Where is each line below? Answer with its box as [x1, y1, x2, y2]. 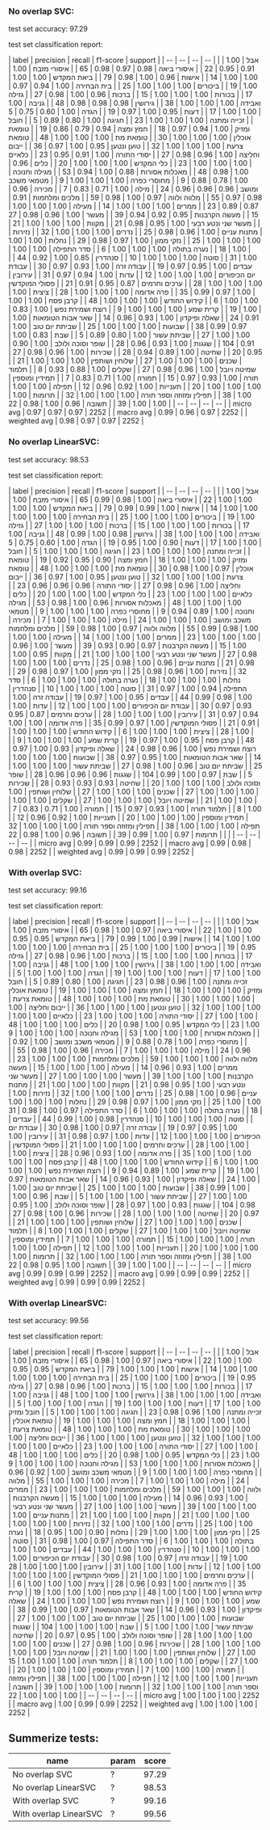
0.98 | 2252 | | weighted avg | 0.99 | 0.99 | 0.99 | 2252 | [8, 846, 194, 856]
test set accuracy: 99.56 [8, 1316, 89, 1326]
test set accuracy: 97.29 [8, 24, 89, 34]
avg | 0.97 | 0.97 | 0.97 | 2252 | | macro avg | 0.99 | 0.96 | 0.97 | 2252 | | [8, 407, 248, 417]
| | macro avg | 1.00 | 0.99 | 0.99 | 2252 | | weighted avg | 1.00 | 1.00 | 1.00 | [8, 1699, 258, 1709]
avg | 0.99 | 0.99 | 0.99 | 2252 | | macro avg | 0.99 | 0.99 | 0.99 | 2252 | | [8, 1268, 250, 1278]
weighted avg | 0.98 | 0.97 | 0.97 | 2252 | [8, 416, 144, 426]
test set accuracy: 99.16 [8, 885, 87, 895]
